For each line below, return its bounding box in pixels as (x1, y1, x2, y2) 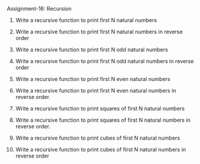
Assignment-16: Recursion (7, 5, 72, 12)
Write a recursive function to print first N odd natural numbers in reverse (15, 58, 194, 64)
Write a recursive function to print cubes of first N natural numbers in (15, 146, 186, 153)
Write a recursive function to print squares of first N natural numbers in (15, 116, 191, 123)
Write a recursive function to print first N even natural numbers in (15, 87, 177, 94)
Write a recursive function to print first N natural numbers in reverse (15, 28, 183, 35)
